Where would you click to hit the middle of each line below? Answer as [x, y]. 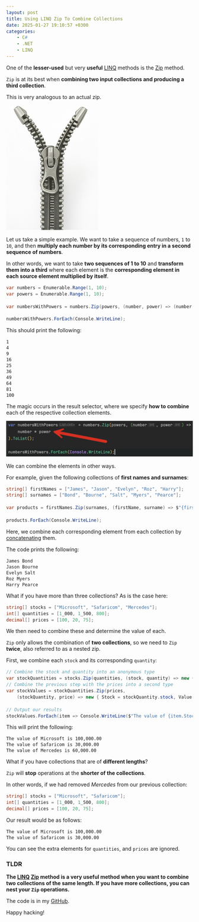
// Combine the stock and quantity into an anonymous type [81, 672]
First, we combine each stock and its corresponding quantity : [81, 660]
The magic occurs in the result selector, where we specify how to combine [98, 406]
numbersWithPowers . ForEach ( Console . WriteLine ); [66, 319]
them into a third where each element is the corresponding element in [93, 269]
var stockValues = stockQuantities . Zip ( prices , [66, 691]
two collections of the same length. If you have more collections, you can [98, 883]
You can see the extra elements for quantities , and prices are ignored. [93, 849]
